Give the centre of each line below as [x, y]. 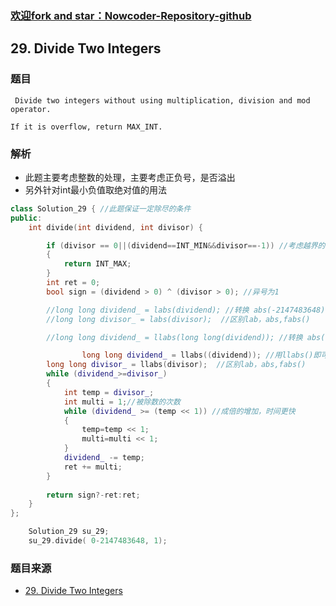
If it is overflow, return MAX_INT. [86, 127]
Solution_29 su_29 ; [69, 532]
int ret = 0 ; [73, 283]
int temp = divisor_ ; [109, 392]
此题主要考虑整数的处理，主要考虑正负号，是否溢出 [130, 177]
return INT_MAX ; [97, 264]
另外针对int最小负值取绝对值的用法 [96, 189]
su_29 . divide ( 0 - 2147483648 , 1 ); [98, 541]
